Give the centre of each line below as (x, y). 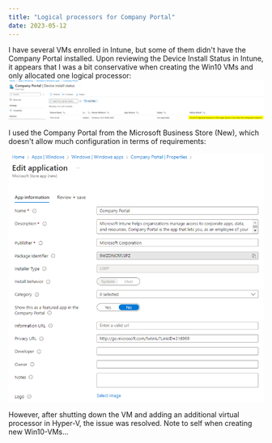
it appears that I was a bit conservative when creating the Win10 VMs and (131, 67)
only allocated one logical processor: (70, 75)
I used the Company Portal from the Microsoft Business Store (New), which (134, 133)
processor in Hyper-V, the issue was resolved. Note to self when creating (130, 423)
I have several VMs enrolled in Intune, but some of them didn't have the (127, 49)
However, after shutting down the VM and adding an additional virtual (124, 414)
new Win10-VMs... (38, 432)
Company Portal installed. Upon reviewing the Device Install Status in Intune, (136, 58)
